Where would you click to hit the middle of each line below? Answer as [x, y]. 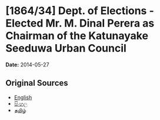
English [23, 97]
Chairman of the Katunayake [77, 36]
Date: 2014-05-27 [27, 64]
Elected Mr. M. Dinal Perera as [80, 23]
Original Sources [37, 83]
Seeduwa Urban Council [66, 49]
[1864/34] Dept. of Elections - [80, 11]
